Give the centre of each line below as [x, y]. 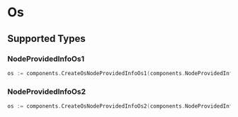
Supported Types [47, 39]
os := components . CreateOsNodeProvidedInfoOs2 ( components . [96, 106]
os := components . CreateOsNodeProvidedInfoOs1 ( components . [96, 73]
